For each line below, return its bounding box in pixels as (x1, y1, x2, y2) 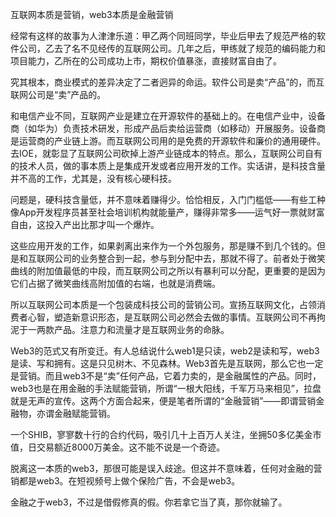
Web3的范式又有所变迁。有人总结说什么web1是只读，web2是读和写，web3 (10, 345, 320, 357)
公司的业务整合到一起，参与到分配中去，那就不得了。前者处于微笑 (53, 253, 326, 264)
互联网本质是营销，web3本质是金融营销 (10, 9, 174, 20)
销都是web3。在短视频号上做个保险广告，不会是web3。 (10, 475, 241, 487)
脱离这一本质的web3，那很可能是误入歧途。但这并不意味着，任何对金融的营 (10, 463, 323, 474)
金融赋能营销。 (53, 408, 116, 419)
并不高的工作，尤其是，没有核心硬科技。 (10, 173, 177, 184)
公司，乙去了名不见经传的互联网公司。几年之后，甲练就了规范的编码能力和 (18, 43, 326, 54)
